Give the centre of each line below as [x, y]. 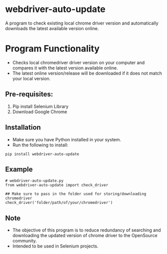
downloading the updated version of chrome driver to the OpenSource [85, 235]
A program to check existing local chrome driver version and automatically [82, 23]
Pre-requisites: [29, 94]
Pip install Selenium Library [40, 106]
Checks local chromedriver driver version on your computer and [78, 62]
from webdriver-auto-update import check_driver [57, 185]
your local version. [31, 78]
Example [19, 169]
